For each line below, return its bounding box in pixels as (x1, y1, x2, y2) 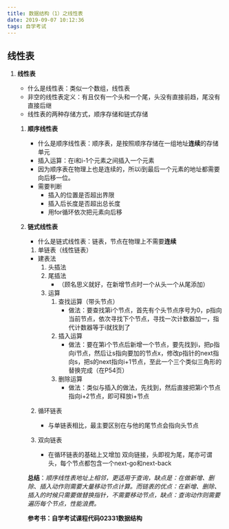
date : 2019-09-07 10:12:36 (7, 17, 85, 23)
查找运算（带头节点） (58, 297, 119, 306)
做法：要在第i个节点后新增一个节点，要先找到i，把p (68, 341, 215, 349)
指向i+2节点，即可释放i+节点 (68, 392, 150, 400)
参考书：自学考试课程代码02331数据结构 (27, 514, 142, 523)
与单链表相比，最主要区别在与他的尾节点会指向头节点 (47, 421, 199, 430)
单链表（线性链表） (37, 246, 93, 255)
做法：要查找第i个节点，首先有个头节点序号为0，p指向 (68, 306, 222, 314)
